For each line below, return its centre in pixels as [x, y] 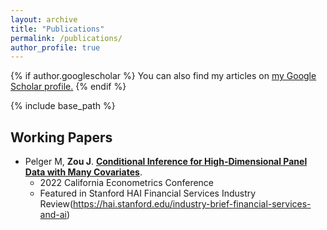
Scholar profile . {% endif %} [68, 87]
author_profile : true [55, 47]
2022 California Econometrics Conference [127, 183]
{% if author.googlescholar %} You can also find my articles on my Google [163, 76]
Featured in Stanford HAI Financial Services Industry [148, 193]
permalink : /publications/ [66, 38]
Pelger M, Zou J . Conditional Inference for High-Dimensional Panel [166, 162]
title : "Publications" [57, 29]
